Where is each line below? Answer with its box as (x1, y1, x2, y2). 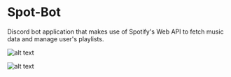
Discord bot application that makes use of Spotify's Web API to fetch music (7, 27, 224, 36)
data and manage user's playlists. (7, 34, 104, 43)
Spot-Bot (7, 4, 61, 20)
